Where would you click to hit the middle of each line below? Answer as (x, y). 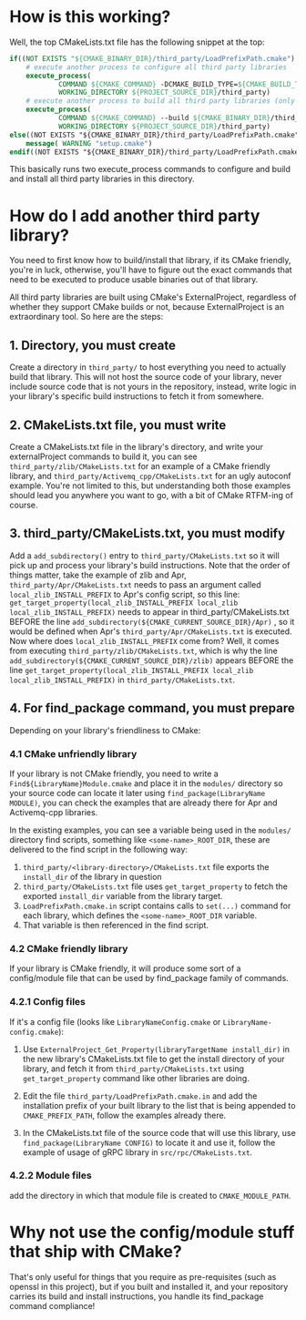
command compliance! (52, 1305)
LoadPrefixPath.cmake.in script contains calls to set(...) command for (157, 906)
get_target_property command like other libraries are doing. (136, 1078)
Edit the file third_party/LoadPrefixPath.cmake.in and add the (140, 1096)
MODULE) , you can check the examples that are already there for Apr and (143, 803)
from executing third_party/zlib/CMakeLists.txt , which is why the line (143, 650)
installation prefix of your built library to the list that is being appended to (159, 1105)
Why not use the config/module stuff (152, 1233)
